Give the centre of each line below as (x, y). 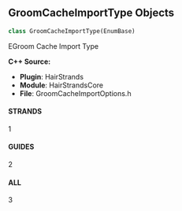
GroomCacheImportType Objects (91, 13)
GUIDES (21, 147)
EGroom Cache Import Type (54, 46)
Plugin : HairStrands (52, 76)
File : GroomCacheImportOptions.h (75, 93)
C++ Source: (30, 61)
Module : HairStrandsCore (61, 85)
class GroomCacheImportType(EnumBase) (72, 31)
